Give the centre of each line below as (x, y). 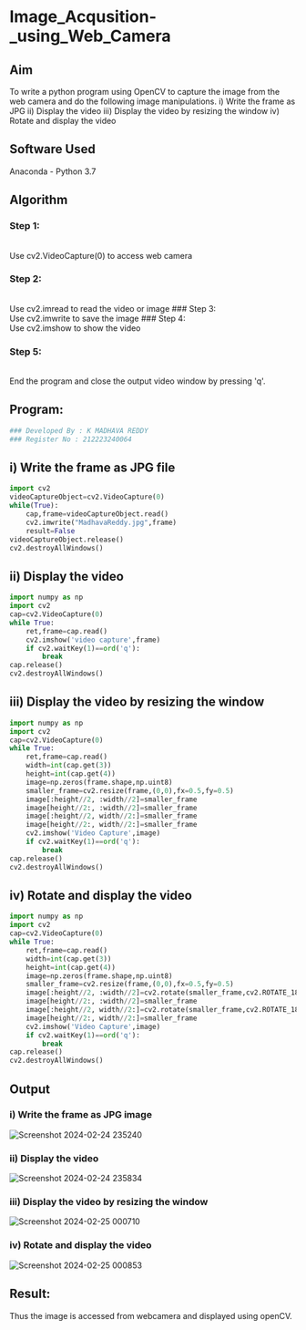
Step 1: (25, 226)
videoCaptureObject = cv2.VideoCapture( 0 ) (87, 497)
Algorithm (39, 200)
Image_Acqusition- (83, 17)
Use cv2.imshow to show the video (75, 328)
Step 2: (26, 279)
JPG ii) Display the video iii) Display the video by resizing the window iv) (145, 111)
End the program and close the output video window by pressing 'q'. (138, 381)
